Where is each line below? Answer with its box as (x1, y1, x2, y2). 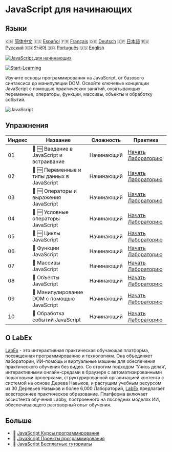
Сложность (91, 136, 121, 143)
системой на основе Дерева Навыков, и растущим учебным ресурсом (5, 380, 162, 386)
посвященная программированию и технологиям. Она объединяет (5, 353, 153, 359)
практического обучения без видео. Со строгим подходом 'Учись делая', (5, 363, 166, 369)
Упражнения (5, 121, 49, 130)
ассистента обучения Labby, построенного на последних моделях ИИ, (5, 396, 160, 402)
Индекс (8, 136, 28, 143)
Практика (133, 136, 159, 143)
